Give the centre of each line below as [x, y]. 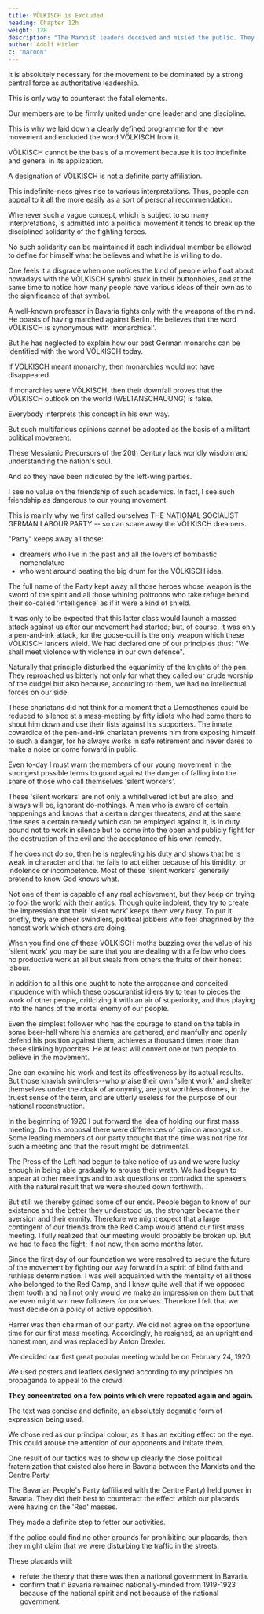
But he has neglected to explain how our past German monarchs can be [125, 343]
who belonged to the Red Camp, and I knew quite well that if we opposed [126, 1284]
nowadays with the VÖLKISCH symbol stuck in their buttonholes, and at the [130, 279]
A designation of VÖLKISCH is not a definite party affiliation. [105, 176]
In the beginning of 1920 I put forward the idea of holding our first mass [124, 1121]
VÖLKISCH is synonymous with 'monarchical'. [82, 327]
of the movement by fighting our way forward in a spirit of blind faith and [126, 1267]
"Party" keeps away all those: [56, 539]
